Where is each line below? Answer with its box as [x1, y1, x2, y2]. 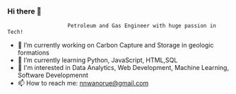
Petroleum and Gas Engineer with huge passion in [67, 23, 217, 30]
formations [17, 49, 49, 57]
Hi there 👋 [7, 6, 42, 16]
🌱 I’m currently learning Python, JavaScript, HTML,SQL [17, 56, 178, 64]
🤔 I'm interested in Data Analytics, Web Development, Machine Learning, [17, 64, 230, 72]
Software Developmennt [17, 71, 88, 80]
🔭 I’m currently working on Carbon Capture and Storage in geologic [17, 41, 214, 49]
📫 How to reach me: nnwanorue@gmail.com [17, 79, 149, 88]
